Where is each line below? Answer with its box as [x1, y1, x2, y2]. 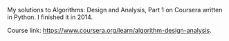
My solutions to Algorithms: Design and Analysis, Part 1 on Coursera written [7, 6, 223, 14]
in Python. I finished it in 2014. [7, 13, 93, 21]
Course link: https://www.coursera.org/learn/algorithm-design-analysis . [7, 27, 212, 34]
